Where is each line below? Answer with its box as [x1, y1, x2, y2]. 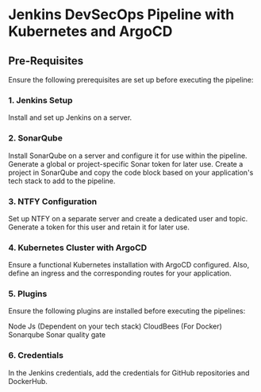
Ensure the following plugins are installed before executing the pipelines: [8, 306, 246, 316]
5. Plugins [8, 288, 48, 299]
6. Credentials [8, 350, 63, 361]
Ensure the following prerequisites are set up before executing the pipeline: [8, 75, 254, 84]
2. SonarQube [8, 133, 63, 144]
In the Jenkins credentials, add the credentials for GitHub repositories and [8, 367, 250, 378]
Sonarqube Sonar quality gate [8, 330, 106, 340]
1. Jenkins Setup [8, 94, 73, 106]
